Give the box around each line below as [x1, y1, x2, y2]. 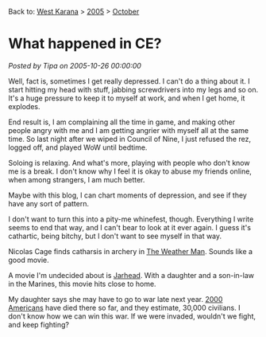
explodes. [8, 101, 41, 111]
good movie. [8, 255, 49, 265]
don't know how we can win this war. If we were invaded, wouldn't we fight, [8, 311, 256, 321]
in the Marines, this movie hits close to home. [8, 279, 156, 288]
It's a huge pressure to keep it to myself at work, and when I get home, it [8, 93, 245, 103]
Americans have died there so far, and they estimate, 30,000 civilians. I [8, 303, 241, 312]
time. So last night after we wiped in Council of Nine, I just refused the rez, [8, 134, 252, 143]
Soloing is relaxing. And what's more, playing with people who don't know [8, 158, 250, 167]
